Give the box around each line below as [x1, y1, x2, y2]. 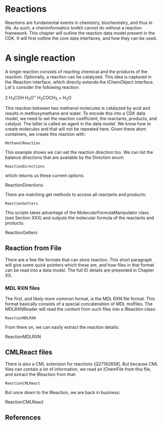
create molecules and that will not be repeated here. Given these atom [5, 126, 146, 132]
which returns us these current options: [5, 173, 84, 178]
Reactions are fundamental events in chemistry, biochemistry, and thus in [5, 20, 153, 25]
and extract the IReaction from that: [5, 372, 77, 377]
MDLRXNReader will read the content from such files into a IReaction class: [5, 306, 156, 312]
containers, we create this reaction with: [5, 131, 86, 137]
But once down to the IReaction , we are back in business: [5, 390, 121, 396]
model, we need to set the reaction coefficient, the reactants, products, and [5, 116, 157, 122]
